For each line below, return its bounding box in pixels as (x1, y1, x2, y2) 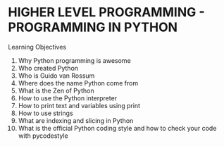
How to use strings (18, 109, 73, 117)
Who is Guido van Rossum (18, 71, 95, 80)
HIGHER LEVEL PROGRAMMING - (8, 4, 205, 20)
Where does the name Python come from (18, 78, 139, 87)
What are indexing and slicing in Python (18, 116, 134, 124)
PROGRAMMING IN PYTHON (8, 19, 178, 35)
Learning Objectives (8, 42, 66, 51)
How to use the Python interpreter (18, 93, 118, 102)
